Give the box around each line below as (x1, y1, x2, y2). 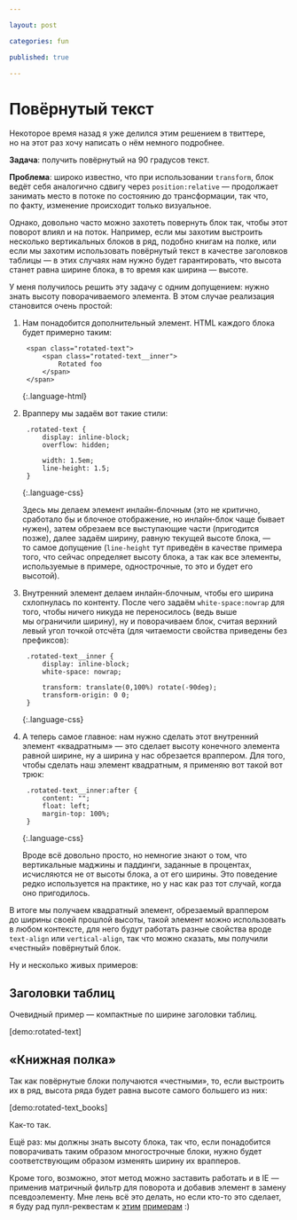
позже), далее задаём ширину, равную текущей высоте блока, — (21, 533, 271, 544)
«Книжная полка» (9, 1052, 117, 1067)
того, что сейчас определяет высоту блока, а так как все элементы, (21, 552, 282, 563)
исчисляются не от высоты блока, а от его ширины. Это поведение (21, 869, 277, 879)
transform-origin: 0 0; (42, 691, 130, 700)
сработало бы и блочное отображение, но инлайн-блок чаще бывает (21, 514, 285, 524)
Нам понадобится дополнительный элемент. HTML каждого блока (21, 318, 275, 328)
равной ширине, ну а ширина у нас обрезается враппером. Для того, (21, 751, 285, 761)
